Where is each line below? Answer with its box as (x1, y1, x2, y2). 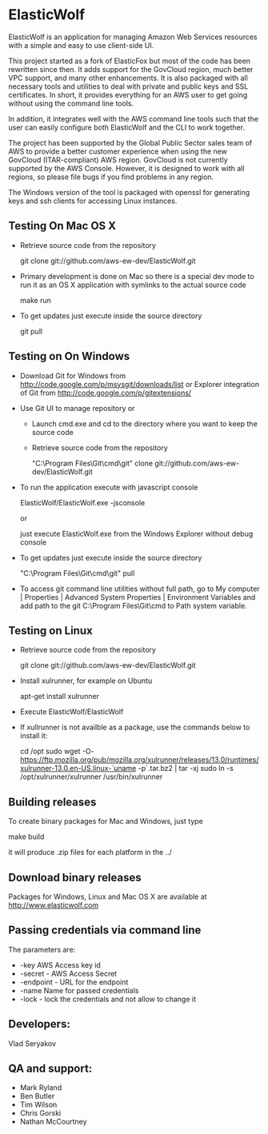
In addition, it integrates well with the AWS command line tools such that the (8, 114, 258, 123)
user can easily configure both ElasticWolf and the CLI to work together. (8, 122, 246, 132)
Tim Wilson (19, 1100, 58, 1109)
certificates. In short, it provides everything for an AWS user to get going (8, 90, 248, 99)
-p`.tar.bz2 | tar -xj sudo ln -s (138, 764, 234, 773)
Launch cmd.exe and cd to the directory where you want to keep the (31, 418, 258, 429)
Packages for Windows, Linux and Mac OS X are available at (8, 892, 207, 901)
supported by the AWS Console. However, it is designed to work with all (8, 163, 245, 173)
